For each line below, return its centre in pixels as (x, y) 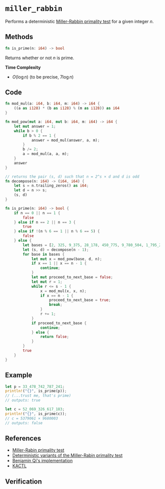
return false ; (55, 337)
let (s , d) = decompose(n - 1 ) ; (56, 250)
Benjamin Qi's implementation (42, 461)
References (23, 438)
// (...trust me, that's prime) (38, 396)
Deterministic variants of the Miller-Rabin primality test (67, 455)
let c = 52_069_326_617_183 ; (35, 409)
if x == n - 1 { (57, 296)
